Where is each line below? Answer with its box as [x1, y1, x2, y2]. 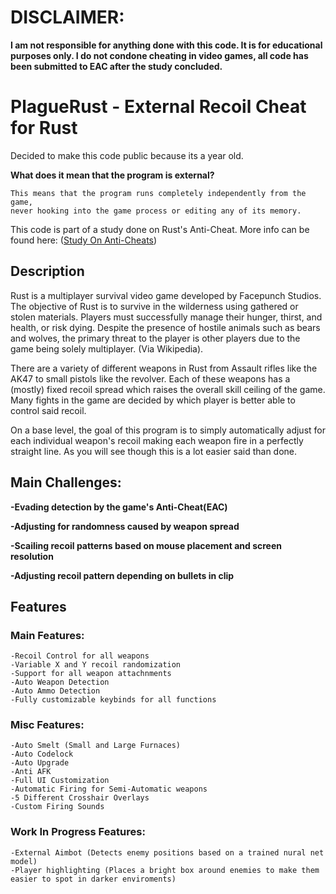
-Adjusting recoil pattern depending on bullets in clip [10, 569, 235, 581]
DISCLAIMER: [10, 6, 125, 29]
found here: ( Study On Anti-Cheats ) [10, 234, 158, 246]
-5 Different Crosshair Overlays [10, 793, 150, 803]
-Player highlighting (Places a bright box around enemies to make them [10, 865, 320, 875]
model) [10, 856, 38, 866]
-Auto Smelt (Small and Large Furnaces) [10, 741, 182, 751]
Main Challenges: [10, 474, 122, 491]
